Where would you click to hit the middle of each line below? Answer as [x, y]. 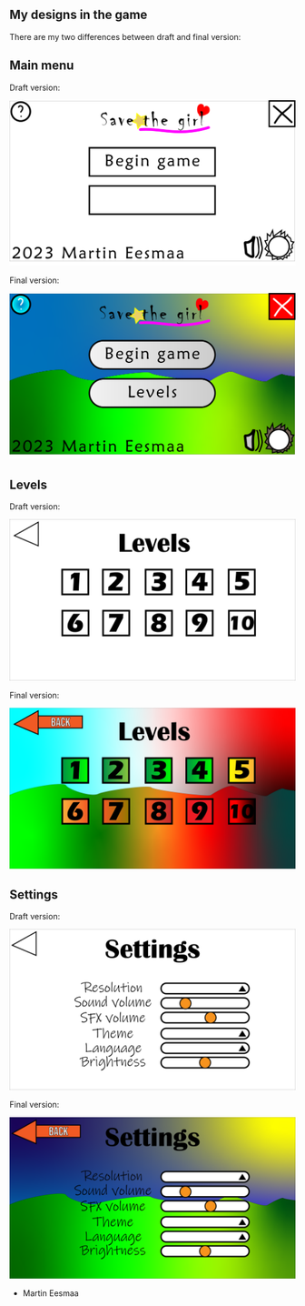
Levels [29, 484]
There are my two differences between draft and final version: [125, 36]
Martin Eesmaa [50, 1293]
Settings [34, 894]
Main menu [42, 66]
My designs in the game [79, 15]
